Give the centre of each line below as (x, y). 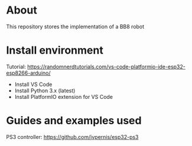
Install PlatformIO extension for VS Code (64, 97)
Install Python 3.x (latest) (45, 90)
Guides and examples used (74, 121)
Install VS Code (33, 84)
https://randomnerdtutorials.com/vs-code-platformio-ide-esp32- (107, 67)
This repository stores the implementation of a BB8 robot (75, 26)
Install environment (55, 50)
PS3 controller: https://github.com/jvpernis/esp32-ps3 (72, 137)
